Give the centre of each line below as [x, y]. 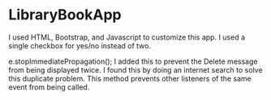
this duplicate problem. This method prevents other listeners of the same [130, 78]
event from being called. [49, 87]
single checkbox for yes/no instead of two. [80, 45]
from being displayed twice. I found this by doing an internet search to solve [135, 69]
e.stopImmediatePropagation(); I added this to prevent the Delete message [133, 61]
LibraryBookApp [65, 15]
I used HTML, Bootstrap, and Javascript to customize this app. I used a [127, 37]
